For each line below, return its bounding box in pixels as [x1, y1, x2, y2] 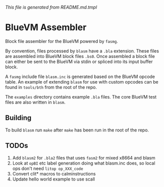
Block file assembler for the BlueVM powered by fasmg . [5, 38, 118, 44]
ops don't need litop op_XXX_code [12, 165, 83, 171]
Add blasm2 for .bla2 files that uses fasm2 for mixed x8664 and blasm [12, 154, 155, 160]
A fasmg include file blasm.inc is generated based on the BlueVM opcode [5, 73, 155, 79]
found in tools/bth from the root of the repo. [5, 84, 97, 90]
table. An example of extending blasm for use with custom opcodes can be [5, 78, 158, 84]
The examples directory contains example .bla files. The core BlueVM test [5, 93, 156, 99]
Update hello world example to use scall [12, 176, 95, 182]
